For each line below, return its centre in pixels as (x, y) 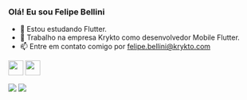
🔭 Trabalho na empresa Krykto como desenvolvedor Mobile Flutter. (130, 37)
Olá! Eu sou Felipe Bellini (57, 12)
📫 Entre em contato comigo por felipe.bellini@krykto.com (115, 47)
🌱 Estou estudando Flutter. (63, 29)
